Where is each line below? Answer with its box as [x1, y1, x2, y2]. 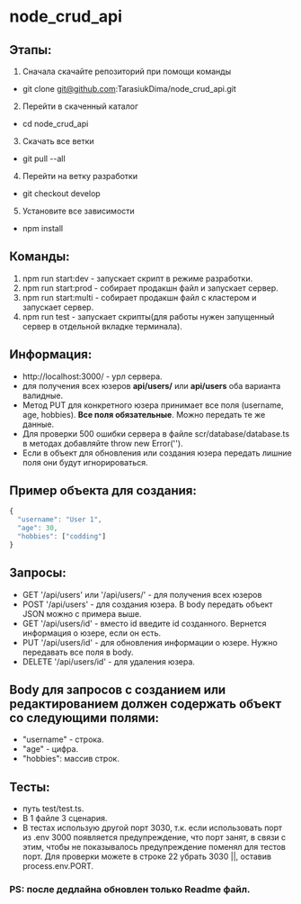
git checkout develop [22, 188, 101, 199]
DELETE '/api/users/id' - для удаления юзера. [22, 655, 196, 667]
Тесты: [9, 779, 51, 794]
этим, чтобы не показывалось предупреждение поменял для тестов [22, 842, 286, 853]
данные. [22, 419, 55, 429]
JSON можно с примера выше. [22, 608, 142, 619]
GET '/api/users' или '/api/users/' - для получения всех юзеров [22, 589, 262, 600]
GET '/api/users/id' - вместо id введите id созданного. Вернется [22, 618, 267, 628]
